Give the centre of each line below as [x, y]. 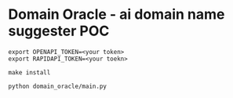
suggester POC [59, 31]
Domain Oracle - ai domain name [116, 15]
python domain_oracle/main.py [58, 86]
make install [29, 72]
